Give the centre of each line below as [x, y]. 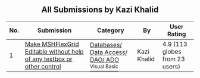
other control [43, 66]
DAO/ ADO [105, 60]
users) [171, 66]
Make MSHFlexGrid [52, 44]
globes [172, 51]
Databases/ [106, 45]
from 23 [174, 59]
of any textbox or [49, 59]
